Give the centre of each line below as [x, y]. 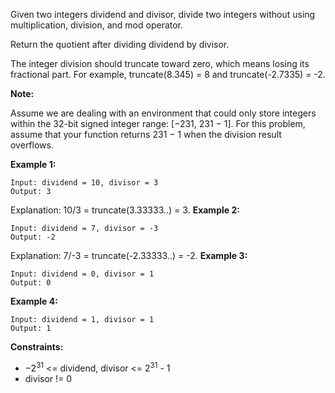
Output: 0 [31, 283]
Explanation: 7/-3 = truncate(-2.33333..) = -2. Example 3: [129, 255]
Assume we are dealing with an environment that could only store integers [163, 113]
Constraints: [37, 347]
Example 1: [33, 164]
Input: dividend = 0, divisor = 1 [82, 274]
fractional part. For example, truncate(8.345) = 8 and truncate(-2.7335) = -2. [168, 74]
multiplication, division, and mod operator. [97, 25]
